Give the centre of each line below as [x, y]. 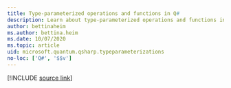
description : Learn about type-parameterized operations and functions [112, 20]
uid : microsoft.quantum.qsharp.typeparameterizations [86, 52]
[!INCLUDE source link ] [40, 78]
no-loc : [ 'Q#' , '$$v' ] [40, 58]
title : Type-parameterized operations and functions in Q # [93, 13]
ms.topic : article [33, 45]
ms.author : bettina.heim [43, 33]
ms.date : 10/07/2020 [37, 39]
